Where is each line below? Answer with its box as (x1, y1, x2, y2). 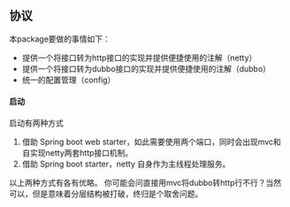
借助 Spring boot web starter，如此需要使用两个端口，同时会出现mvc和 (21, 136, 281, 148)
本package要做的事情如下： (9, 34, 111, 44)
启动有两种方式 (9, 118, 64, 128)
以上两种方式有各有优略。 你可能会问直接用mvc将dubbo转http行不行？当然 (9, 178, 281, 188)
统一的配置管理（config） (21, 74, 116, 85)
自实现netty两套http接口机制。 (21, 148, 134, 158)
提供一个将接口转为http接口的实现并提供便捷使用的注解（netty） (21, 52, 257, 63)
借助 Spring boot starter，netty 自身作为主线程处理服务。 (21, 158, 231, 170)
